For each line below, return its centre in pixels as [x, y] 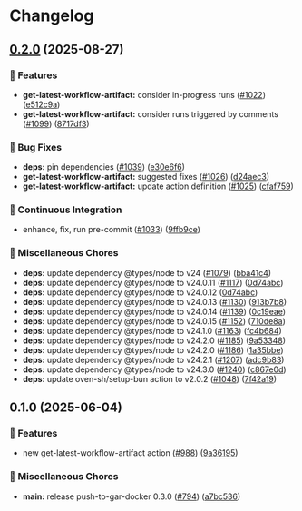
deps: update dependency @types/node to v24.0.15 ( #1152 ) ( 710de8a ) [154, 321]
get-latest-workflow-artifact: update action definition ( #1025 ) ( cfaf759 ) [158, 186]
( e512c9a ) [41, 104]
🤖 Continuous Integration [66, 210]
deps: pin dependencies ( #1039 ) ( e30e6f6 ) [104, 167]
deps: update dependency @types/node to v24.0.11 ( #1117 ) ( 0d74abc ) [153, 282]
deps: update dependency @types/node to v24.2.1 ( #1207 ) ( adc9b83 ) [153, 359]
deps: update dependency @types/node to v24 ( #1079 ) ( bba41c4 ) [147, 272]
